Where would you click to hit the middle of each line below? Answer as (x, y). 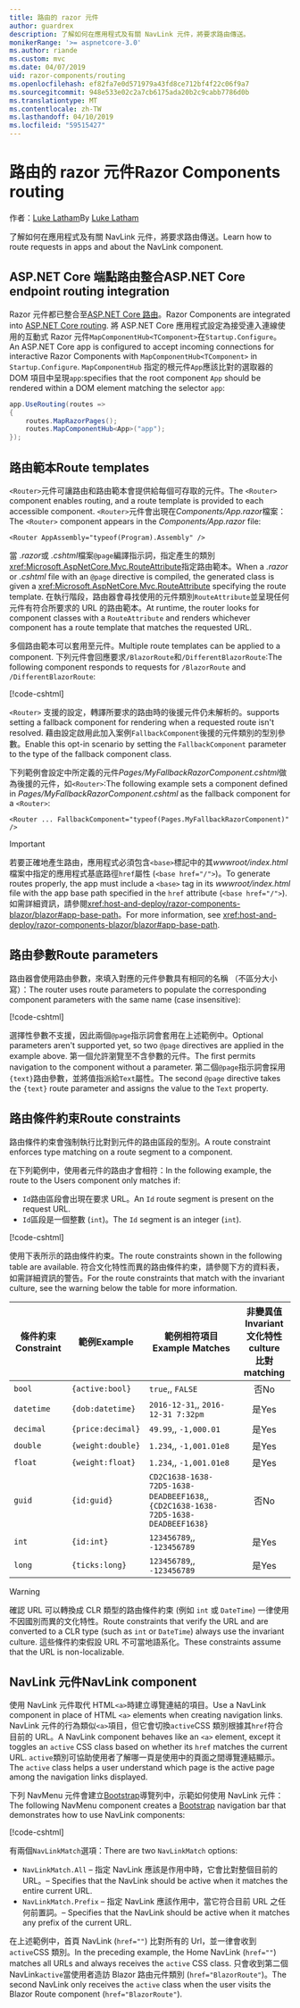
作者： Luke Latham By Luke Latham (74, 217)
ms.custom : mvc (37, 59)
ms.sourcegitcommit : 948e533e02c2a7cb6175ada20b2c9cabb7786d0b (129, 92)
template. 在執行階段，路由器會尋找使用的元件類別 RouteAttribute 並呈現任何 (150, 596)
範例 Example (106, 1342)
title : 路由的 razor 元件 (54, 17)
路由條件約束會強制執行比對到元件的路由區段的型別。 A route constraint (140, 1141)
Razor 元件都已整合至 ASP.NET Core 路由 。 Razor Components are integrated (150, 314)
